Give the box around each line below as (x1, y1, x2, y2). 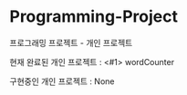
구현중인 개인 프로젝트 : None (9, 75, 115, 87)
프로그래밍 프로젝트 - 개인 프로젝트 (9, 37, 133, 48)
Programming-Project (9, 6, 178, 27)
